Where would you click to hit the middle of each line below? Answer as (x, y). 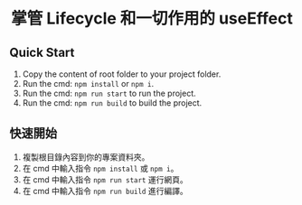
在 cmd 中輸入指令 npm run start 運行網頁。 (105, 179)
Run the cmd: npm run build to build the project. (112, 103)
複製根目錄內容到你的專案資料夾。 (86, 157)
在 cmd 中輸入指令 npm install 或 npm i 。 (100, 168)
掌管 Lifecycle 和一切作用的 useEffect (152, 19)
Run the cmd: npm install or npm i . (88, 84)
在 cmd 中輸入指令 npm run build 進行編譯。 (105, 191)
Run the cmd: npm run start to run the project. (109, 93)
